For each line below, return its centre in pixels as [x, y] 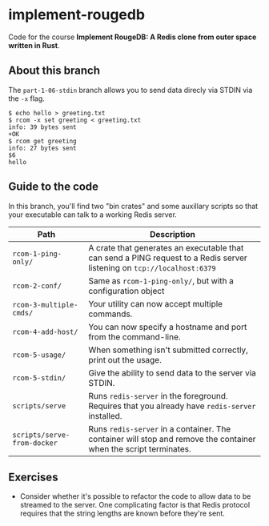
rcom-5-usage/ [39, 355]
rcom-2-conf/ [37, 285]
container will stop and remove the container [172, 439]
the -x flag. [27, 98]
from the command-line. [134, 336]
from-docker [35, 443]
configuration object [126, 291]
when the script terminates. [139, 448]
